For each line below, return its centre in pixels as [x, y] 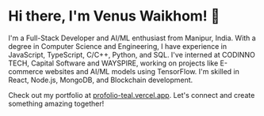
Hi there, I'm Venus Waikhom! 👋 [114, 16]
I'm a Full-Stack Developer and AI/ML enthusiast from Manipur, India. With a [132, 38]
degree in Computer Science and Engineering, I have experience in [118, 46]
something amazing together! [56, 103]
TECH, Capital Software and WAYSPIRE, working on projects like [113, 63]
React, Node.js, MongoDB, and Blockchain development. [101, 80]
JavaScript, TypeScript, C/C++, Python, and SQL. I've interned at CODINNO [132, 54]
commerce [26, 71]
